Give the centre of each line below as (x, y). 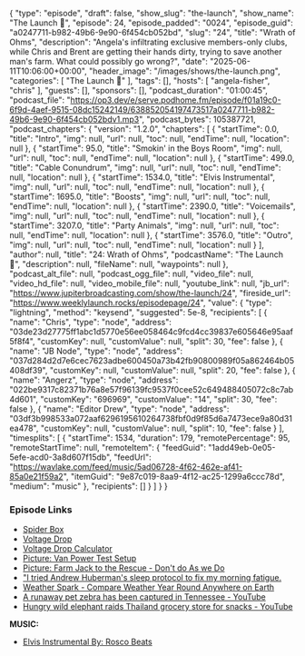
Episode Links (41, 510)
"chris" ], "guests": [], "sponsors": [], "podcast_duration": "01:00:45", (138, 90)
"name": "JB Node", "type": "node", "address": (96, 351)
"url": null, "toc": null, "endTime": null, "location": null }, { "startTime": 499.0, (152, 158)
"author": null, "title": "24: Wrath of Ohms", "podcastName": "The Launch (147, 254)
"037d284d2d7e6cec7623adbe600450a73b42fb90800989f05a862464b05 (152, 361)
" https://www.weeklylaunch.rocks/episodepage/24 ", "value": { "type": (141, 303)
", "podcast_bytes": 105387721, (197, 119)
